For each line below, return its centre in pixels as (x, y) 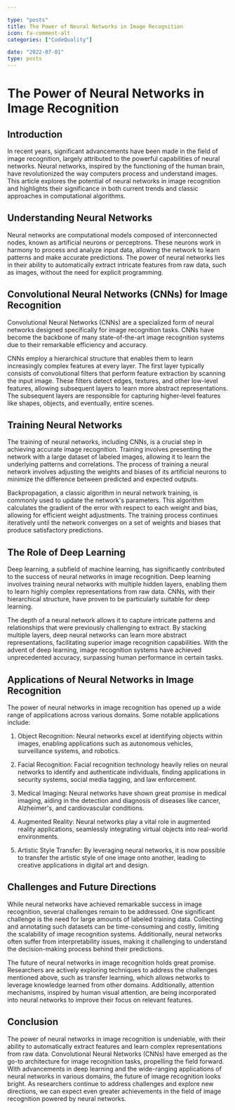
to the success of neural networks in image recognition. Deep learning (109, 577)
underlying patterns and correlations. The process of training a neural (108, 464)
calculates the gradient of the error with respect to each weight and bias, (113, 508)
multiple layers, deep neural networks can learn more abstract (97, 635)
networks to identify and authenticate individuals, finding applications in (121, 772)
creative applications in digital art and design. (83, 866)
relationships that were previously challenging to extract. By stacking (107, 628)
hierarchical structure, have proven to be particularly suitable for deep (109, 599)
